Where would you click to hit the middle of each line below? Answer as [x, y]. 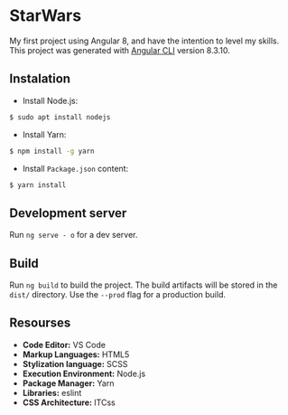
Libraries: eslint [52, 392]
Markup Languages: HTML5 [76, 354]
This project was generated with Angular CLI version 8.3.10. [120, 50]
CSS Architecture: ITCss [69, 402]
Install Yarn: [44, 134]
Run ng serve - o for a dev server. [74, 235]
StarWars [46, 16]
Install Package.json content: [75, 168]
